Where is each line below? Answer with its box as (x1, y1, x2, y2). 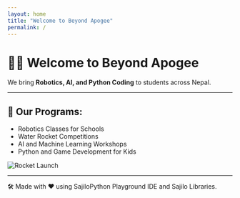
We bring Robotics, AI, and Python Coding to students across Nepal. (7, 78, 211, 86)
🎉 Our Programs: (7, 105, 83, 118)
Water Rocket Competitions (17, 132, 99, 141)
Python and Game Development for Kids (17, 147, 137, 156)
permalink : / (7, 24, 46, 31)
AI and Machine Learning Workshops (17, 140, 127, 149)
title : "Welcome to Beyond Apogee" (7, 17, 114, 24)
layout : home (7, 10, 46, 18)
